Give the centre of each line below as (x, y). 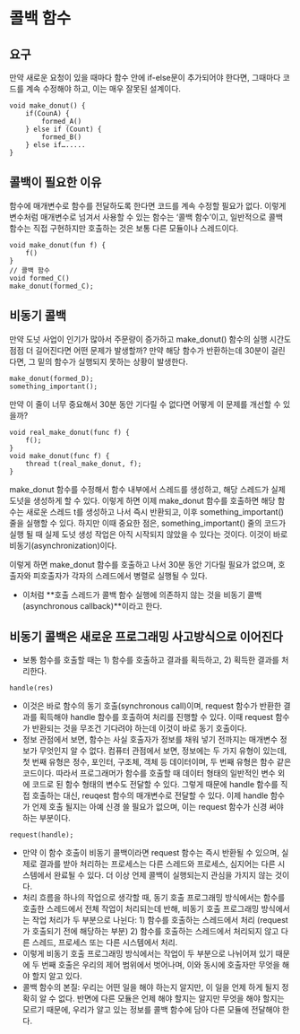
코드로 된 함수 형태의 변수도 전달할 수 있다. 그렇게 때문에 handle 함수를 (155, 785)
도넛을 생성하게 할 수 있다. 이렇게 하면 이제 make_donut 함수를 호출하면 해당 (142, 500)
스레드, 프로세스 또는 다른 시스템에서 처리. (105, 943)
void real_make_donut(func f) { (69, 432)
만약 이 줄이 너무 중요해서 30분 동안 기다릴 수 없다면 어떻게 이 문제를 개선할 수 (145, 404)
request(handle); (42, 835)
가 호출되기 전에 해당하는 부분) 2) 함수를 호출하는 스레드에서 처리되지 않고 (150, 931)
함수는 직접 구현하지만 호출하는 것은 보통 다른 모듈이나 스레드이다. (124, 228)
